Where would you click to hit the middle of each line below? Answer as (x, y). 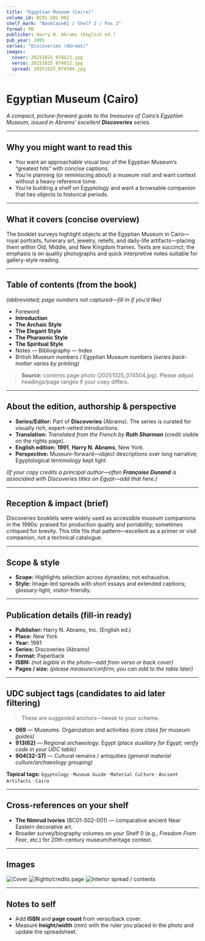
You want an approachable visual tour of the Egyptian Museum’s (96, 162)
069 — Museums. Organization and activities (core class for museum (103, 730)
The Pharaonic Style (41, 337)
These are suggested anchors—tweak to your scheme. (90, 718)
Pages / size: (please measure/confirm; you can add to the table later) (104, 669)
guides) (25, 736)
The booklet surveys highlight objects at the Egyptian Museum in (88, 234)
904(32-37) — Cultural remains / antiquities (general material (93, 755)
